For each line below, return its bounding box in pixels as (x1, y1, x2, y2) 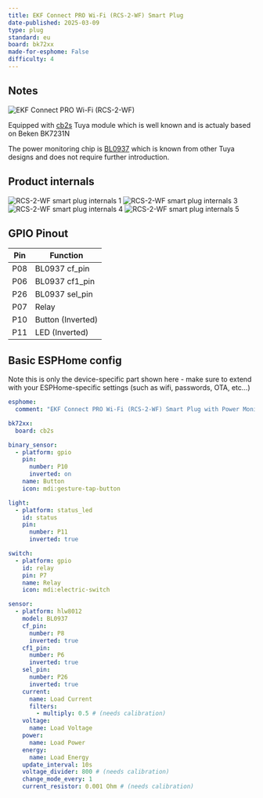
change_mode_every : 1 (22, 775, 92, 783)
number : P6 (28, 651, 65, 659)
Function (49, 250, 84, 261)
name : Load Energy (28, 753, 89, 761)
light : (8, 499, 30, 507)
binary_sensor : (8, 441, 58, 449)
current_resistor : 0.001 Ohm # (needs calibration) (22, 782, 194, 791)
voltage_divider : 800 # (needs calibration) (22, 768, 170, 776)
